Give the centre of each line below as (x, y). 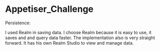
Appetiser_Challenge (49, 9)
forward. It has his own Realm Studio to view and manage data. (69, 43)
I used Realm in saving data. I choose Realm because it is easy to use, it (79, 32)
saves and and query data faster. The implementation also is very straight (80, 38)
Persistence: (18, 23)
